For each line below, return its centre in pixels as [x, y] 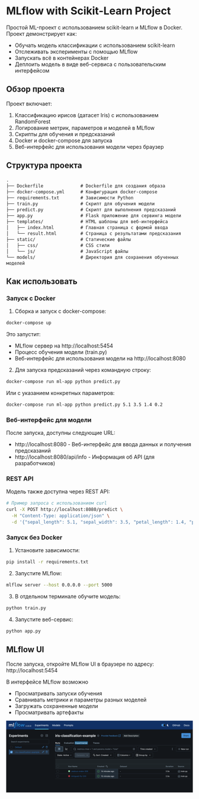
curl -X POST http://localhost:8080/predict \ [65, 510]
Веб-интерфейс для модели [49, 419]
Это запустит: [23, 334]
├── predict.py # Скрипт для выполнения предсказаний [91, 209]
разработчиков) [35, 463]
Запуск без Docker [34, 537]
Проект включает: [29, 104]
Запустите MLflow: [38, 574]
